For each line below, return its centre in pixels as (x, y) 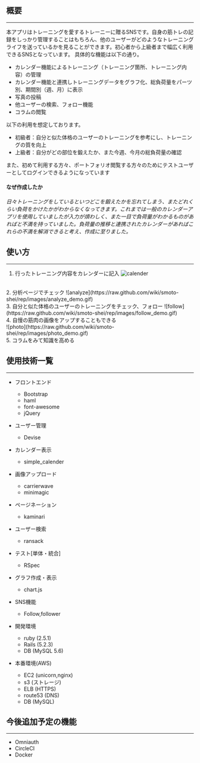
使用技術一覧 (30, 361)
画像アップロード (36, 474)
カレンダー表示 (33, 450)
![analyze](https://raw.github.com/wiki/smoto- (122, 292)
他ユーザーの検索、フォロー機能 (54, 104)
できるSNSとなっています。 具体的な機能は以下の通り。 (74, 54)
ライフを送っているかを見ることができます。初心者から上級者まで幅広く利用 (100, 47)
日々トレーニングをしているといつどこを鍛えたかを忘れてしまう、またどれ (97, 202)
